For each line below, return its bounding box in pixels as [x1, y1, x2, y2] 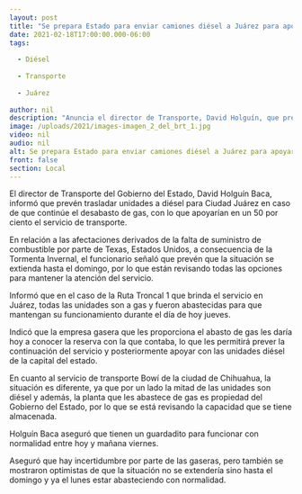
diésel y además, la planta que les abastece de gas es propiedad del [9, 392, 263, 403]
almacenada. [9, 411, 58, 422]
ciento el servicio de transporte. [9, 217, 128, 228]
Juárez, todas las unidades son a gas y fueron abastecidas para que [9, 300, 262, 310]
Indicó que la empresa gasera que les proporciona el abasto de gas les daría [9, 327, 293, 337]
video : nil [9, 130, 50, 139]
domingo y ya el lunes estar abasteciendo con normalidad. [9, 474, 226, 486]
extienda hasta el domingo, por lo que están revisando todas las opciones [9, 263, 283, 274]
